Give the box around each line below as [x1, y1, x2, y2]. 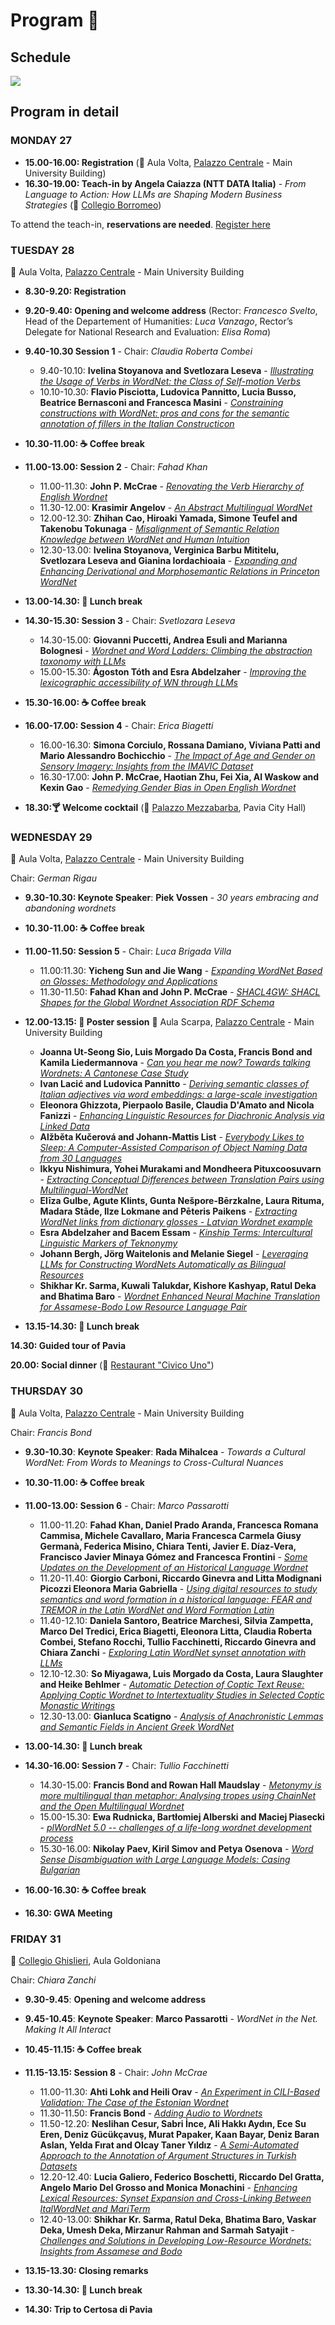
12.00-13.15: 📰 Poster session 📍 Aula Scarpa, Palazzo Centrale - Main [24, 1016, 315, 1028]
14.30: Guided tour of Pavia [10, 1340, 127, 1352]
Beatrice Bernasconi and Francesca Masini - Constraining [39, 396, 284, 408]
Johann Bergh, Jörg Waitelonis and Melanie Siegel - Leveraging [39, 1248, 309, 1260]
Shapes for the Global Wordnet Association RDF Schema [39, 997, 275, 1009]
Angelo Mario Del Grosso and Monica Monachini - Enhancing [39, 2181, 298, 2193]
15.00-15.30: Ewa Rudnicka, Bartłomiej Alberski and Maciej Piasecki [39, 1810, 325, 1823]
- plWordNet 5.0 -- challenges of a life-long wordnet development [39, 1821, 312, 1833]
